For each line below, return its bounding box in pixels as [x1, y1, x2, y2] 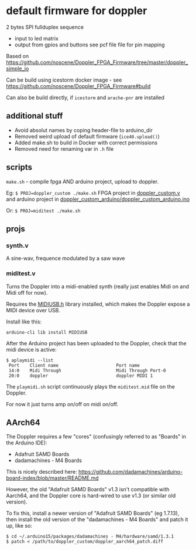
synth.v [6, 241, 29, 249]
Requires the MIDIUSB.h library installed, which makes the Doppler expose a [6, 301, 190, 308]
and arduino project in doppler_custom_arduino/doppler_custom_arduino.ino [6, 195, 190, 203]
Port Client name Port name [8, 362, 140, 368]
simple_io [6, 65, 29, 72]
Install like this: [6, 318, 42, 325]
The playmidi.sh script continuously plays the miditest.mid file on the [6, 383, 176, 390]
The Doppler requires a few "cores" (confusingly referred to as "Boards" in [6, 433, 186, 440]
